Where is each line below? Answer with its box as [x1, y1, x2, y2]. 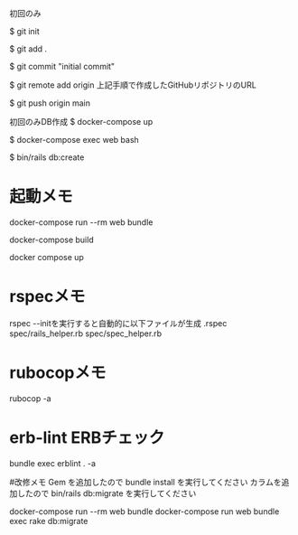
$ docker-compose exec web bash [9, 135, 140, 145]
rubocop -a [9, 392, 51, 404]
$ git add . [9, 43, 48, 54]
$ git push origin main [9, 98, 91, 108]
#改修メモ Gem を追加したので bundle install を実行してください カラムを [9, 476, 282, 487]
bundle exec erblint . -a [9, 457, 97, 468]
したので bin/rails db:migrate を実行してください [16, 487, 197, 499]
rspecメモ [9, 286, 86, 307]
